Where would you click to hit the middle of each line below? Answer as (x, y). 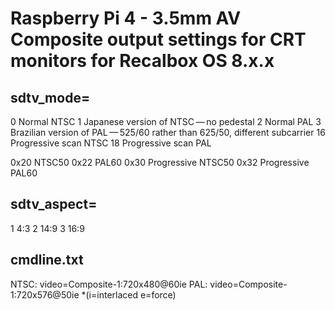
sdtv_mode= (50, 97)
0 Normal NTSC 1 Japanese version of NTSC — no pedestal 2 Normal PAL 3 (166, 121)
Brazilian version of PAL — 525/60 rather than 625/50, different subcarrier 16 (168, 132)
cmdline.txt (47, 260)
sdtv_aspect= (54, 204)
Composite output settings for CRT (158, 39)
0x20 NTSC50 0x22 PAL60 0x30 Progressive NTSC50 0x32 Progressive (160, 162)
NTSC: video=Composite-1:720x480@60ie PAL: (109, 284)
